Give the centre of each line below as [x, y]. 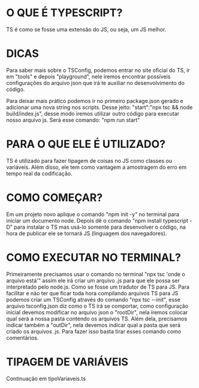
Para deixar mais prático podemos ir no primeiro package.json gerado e [95, 101]
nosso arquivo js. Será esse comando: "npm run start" [73, 120]
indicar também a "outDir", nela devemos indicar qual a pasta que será [94, 325]
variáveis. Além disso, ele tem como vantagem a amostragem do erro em [97, 167]
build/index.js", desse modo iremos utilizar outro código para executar [93, 113]
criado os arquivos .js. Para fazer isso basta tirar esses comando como [94, 331]
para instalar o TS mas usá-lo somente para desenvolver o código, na [100, 227]
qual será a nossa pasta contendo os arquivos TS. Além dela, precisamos [97, 319]
